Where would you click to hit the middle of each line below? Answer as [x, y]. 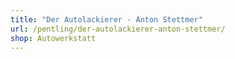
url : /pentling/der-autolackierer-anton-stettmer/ [118, 29]
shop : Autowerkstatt [53, 38]
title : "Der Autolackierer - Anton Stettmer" [106, 19]
